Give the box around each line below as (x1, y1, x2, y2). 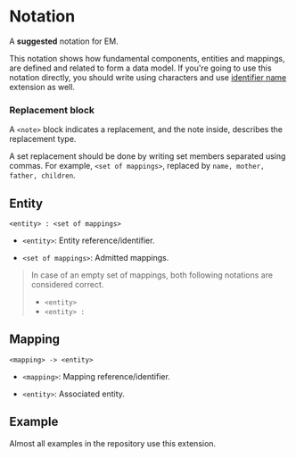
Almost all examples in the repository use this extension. (9, 437, 217, 448)
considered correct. (30, 279, 104, 290)
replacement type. (9, 134, 77, 145)
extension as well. (9, 81, 76, 92)
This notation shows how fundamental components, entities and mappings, (9, 53, 285, 63)
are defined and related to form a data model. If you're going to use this (9, 62, 272, 73)
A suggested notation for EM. (9, 36, 119, 46)
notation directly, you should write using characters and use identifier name (9, 71, 287, 82)
